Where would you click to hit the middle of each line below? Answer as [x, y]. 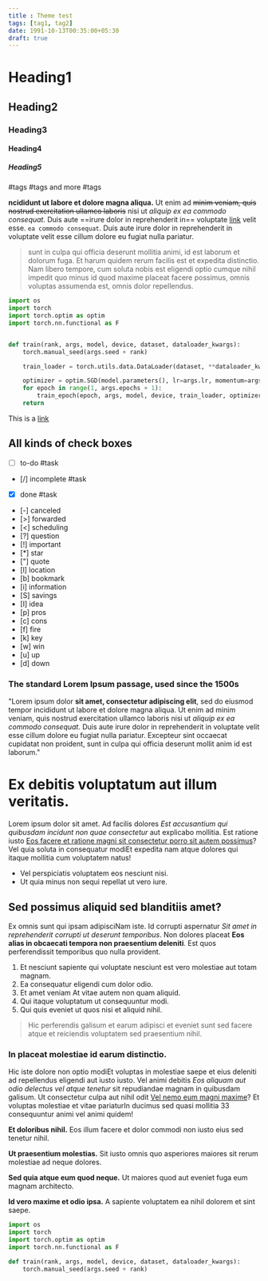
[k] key [31, 637]
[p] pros [33, 612]
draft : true [28, 38]
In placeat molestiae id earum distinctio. [88, 1054]
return [33, 403]
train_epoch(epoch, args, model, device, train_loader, [132, 396]
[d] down [35, 663]
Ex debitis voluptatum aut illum [113, 785]
